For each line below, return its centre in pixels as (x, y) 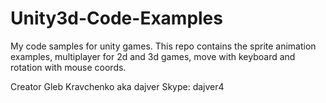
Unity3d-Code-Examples (116, 18)
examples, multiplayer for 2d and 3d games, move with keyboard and (153, 56)
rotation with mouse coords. (68, 67)
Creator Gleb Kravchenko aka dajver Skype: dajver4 (117, 86)
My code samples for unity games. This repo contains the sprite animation (163, 46)
